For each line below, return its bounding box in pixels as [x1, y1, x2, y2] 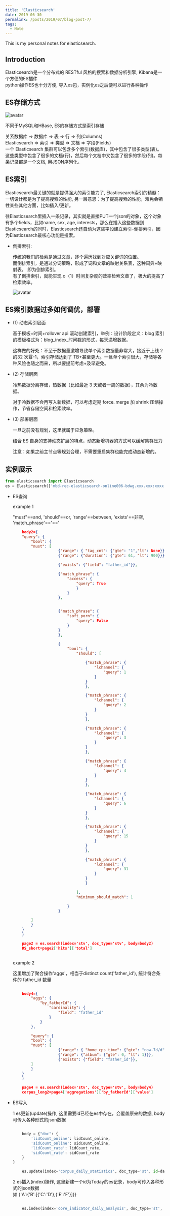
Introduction [5, 55, 46, 64]
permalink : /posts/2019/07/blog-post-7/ [5, 17, 92, 22]
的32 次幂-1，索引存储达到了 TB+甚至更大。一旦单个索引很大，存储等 [12, 354, 158, 360]
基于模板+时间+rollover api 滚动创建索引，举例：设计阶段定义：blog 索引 [12, 330, 164, 337]
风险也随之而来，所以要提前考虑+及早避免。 [17, 360, 109, 367]
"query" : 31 [103, 866, 129, 872]
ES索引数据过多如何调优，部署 [5, 305, 100, 314]
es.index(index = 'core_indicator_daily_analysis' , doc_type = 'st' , [22, 1206, 163, 1211]
